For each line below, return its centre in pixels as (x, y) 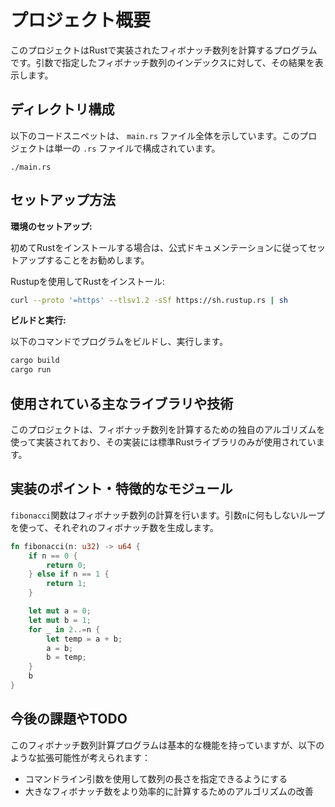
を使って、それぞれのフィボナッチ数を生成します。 (114, 527)
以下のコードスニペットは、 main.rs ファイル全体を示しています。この (155, 135)
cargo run (31, 370)
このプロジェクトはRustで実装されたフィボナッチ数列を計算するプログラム (164, 50)
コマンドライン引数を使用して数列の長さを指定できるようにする (156, 778)
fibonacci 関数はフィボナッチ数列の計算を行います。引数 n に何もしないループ (168, 515)
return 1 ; (66, 584)
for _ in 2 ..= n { (64, 629)
